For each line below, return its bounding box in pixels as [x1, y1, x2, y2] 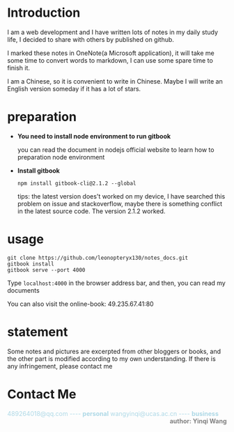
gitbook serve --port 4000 [7, 266, 86, 273]
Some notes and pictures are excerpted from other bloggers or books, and [7, 347, 221, 355]
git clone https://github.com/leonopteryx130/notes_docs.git [7, 254, 189, 261]
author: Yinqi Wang [169, 417, 227, 425]
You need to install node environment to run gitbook [17, 132, 171, 140]
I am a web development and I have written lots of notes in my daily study [7, 28, 218, 36]
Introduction [7, 5, 81, 21]
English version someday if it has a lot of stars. [7, 84, 141, 93]
